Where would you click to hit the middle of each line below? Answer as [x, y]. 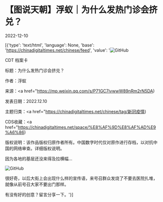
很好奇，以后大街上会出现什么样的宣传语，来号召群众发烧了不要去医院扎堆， [81, 178]
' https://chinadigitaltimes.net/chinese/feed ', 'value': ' [58, 50]
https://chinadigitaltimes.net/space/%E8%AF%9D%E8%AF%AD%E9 [87, 127]
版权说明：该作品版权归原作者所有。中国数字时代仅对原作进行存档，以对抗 [79, 142]
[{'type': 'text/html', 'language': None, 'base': [50, 45]
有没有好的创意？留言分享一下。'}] [39, 194]
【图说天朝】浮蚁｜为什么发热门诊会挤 [81, 10]
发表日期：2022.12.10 [26, 101]
